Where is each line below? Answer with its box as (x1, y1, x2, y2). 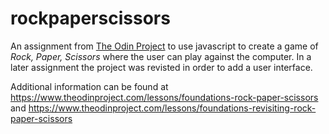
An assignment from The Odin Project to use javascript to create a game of (10, 40, 319, 52)
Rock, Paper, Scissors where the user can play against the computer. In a (10, 50, 312, 62)
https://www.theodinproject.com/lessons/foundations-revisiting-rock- (28, 102, 317, 114)
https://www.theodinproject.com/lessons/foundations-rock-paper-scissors (10, 91, 319, 103)
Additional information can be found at (10, 80, 169, 92)
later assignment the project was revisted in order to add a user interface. (10, 61, 313, 73)
